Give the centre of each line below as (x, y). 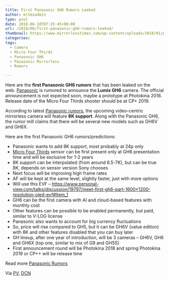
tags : (11, 43)
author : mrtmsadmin (26, 15)
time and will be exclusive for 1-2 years (53, 157)
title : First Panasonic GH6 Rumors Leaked (50, 10)
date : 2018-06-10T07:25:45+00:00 (40, 24)
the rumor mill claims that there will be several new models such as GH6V (81, 122)
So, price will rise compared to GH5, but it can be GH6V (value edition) (86, 227)
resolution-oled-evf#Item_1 (40, 195)
